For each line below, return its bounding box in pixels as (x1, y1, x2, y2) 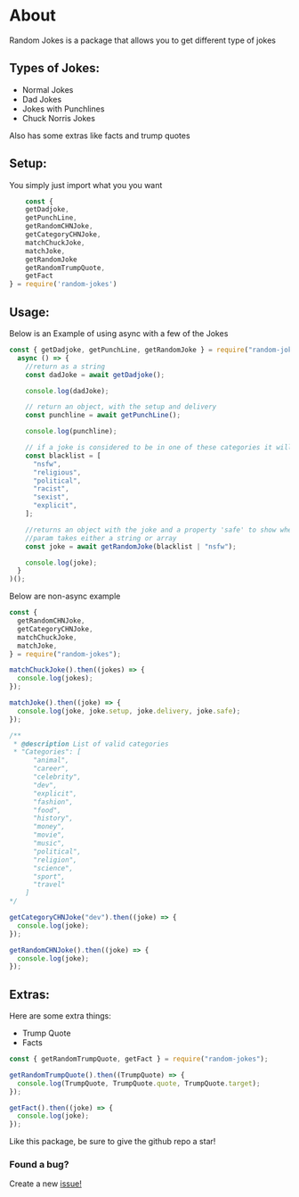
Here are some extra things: (9, 1011, 111, 1021)
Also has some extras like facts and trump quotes (9, 130, 190, 141)
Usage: (9, 304, 51, 319)
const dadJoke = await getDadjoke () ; (25, 370, 166, 379)
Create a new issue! (9, 1178, 82, 1189)
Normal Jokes (21, 84, 74, 95)
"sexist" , (32, 492, 69, 502)
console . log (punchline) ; (25, 427, 117, 436)
